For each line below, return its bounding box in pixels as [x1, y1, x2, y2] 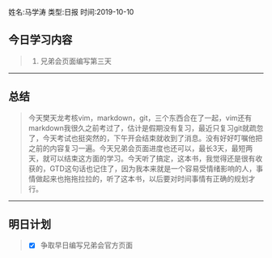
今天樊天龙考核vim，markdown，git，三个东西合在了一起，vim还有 [28, 113, 253, 123]
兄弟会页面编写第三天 [40, 56, 112, 66]
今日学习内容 [8, 33, 73, 47]
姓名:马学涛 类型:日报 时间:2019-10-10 [8, 7, 134, 16]
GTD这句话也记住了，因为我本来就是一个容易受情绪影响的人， [49, 163, 257, 173]
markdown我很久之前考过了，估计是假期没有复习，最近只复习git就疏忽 [28, 123, 264, 132]
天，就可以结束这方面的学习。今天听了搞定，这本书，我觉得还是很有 [28, 153, 256, 163]
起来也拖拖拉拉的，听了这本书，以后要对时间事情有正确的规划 [42, 174, 249, 183]
